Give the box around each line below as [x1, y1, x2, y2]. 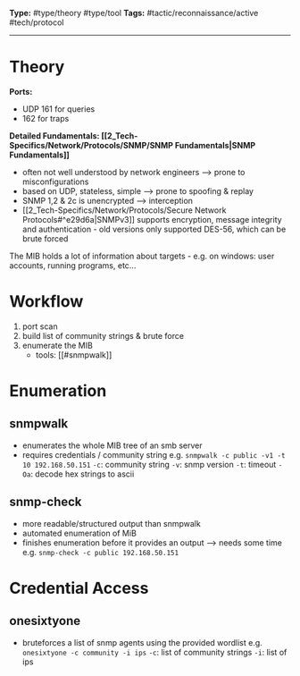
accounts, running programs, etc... [9, 259, 137, 271]
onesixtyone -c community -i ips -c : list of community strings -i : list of [21, 646, 287, 657]
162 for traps [21, 113, 70, 123]
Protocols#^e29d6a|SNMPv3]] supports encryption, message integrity [21, 214, 283, 224]
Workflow [9, 292, 84, 312]
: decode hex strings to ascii [30, 469, 135, 479]
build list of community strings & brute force [21, 330, 185, 341]
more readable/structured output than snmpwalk [21, 518, 201, 528]
